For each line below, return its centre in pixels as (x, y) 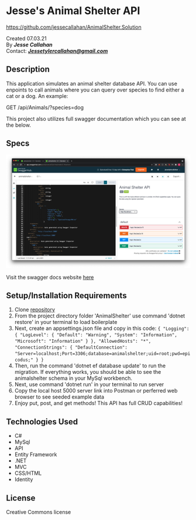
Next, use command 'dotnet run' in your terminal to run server (89, 384)
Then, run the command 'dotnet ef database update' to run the (90, 366)
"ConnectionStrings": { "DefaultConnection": (71, 347)
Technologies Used (42, 422)
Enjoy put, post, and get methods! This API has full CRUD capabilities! (99, 403)
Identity (24, 480)
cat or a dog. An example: (37, 96)
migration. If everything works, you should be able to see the (88, 372)
